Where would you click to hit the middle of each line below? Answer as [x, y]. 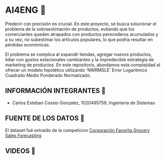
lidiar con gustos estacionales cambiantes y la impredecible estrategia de [80, 59]
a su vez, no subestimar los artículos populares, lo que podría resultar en [79, 40]
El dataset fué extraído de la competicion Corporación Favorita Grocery [78, 130]
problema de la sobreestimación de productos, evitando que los [70, 29]
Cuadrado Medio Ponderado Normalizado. [48, 75]
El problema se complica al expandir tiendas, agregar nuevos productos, [79, 54]
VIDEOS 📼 [20, 151]
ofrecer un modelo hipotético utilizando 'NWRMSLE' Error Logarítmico [76, 70]
